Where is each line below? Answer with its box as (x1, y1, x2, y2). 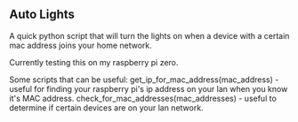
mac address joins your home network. (9, 40, 153, 50)
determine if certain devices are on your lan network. (9, 102, 204, 113)
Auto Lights (9, 7, 76, 22)
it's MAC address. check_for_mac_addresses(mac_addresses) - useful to (9, 93, 278, 103)
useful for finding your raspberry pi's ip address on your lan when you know (9, 83, 288, 94)
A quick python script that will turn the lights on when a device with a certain (9, 30, 290, 41)
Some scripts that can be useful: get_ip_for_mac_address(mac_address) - (9, 74, 279, 85)
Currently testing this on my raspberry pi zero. (9, 57, 179, 67)
